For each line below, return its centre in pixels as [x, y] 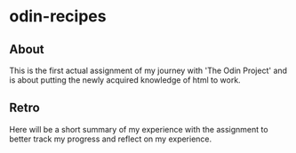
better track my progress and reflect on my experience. [111, 139]
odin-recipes [58, 16]
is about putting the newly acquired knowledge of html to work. [125, 80]
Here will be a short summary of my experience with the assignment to [139, 129]
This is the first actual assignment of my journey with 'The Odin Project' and [148, 70]
